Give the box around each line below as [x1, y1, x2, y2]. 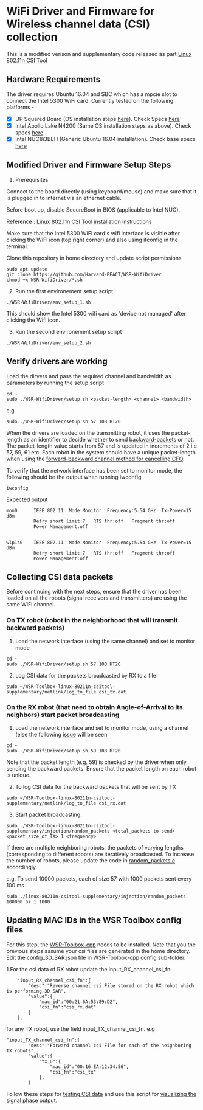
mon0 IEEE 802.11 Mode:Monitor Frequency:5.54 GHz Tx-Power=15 [6, 507, 191, 513]
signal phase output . [6, 1097, 58, 1104]
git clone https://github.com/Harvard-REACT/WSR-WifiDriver [6, 271, 162, 277]
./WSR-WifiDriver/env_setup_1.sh [6, 299, 91, 305]
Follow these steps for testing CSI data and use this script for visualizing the [6, 1090, 196, 1097]
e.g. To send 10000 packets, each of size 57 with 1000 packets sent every [6, 875, 192, 883]
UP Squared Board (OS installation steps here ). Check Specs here [15, 115, 181, 122]
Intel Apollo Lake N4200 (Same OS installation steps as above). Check [15, 122, 191, 129]
